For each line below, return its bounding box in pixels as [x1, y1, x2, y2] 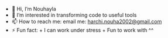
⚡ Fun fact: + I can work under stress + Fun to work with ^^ [11, 26, 154, 33]
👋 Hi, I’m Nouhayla [11, 6, 57, 12]
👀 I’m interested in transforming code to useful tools [11, 12, 137, 18]
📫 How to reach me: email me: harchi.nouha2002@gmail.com [11, 18, 162, 25]
